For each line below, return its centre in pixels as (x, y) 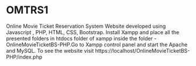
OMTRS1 (27, 10)
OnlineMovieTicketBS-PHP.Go (42, 45)
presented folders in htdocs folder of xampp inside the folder (80, 38)
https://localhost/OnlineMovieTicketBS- (142, 50)
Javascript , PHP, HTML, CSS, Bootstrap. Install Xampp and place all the (93, 32)
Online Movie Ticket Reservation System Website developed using (86, 26)
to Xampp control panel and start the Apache (133, 45)
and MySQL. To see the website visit (50, 50)
